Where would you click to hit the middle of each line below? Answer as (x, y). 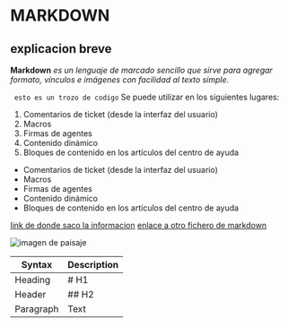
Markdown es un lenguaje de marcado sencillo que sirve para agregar (141, 70)
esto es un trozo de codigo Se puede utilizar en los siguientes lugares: (147, 97)
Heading (33, 280)
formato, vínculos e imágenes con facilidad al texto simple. (120, 80)
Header (31, 294)
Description (93, 265)
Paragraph (37, 309)
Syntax (37, 265)
